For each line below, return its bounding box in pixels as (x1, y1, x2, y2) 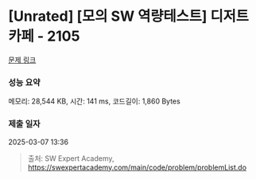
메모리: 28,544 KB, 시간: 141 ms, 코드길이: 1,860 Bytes (8, 96, 180, 106)
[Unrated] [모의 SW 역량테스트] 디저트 (8, 7, 249, 25)
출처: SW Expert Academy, (27, 153, 114, 163)
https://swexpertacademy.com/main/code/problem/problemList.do (27, 162, 247, 172)
